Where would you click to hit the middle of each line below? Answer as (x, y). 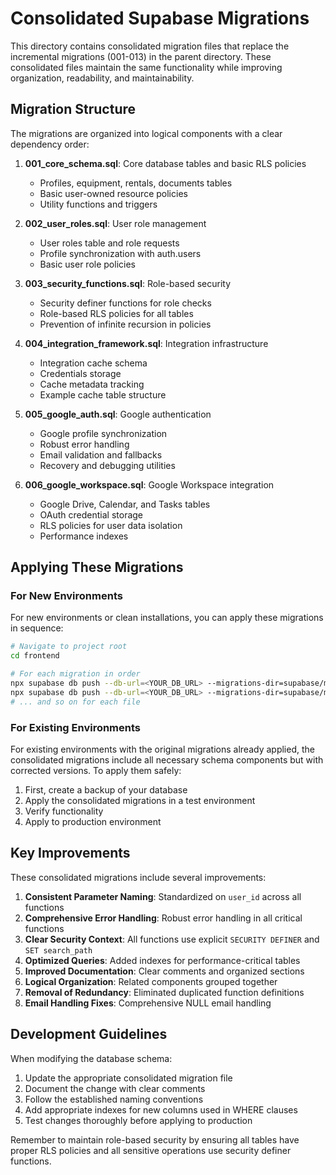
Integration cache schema (93, 363)
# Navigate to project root (69, 647)
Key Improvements (70, 853)
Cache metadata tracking (92, 384)
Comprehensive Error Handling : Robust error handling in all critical (163, 918)
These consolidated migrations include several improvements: (138, 877)
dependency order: (50, 144)
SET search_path (58, 950)
